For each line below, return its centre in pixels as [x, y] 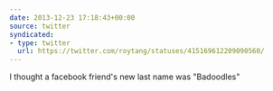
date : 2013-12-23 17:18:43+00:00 [72, 18]
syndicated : [32, 34]
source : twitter [40, 26]
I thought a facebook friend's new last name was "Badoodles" [125, 77]
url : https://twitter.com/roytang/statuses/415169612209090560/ [141, 51]
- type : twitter [40, 43]
